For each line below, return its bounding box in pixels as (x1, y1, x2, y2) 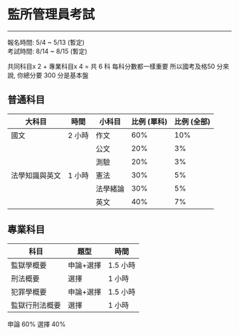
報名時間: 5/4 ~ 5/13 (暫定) (7, 38, 85, 46)
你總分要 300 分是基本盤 (16, 70, 89, 79)
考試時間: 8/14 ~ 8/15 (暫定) (7, 47, 87, 55)
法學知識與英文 (11, 170, 62, 180)
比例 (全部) (174, 117, 211, 127)
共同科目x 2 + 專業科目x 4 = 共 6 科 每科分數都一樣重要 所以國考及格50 (7, 62, 216, 70)
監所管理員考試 (7, 6, 95, 23)
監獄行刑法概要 (11, 300, 62, 310)
